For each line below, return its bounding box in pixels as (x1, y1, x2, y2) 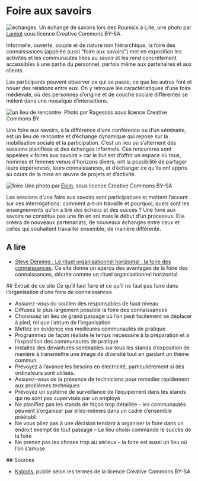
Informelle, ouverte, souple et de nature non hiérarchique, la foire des (6, 42, 176, 49)
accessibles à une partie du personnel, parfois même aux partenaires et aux (6, 60, 192, 68)
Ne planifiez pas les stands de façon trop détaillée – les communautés (14, 400, 186, 407)
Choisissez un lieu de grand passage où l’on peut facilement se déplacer (14, 313, 193, 320)
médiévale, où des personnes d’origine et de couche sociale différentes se (6, 91, 189, 98)
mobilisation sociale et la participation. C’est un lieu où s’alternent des (6, 139, 177, 146)
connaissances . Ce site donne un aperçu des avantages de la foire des (14, 264, 188, 271)
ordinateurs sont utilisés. (14, 369, 75, 376)
